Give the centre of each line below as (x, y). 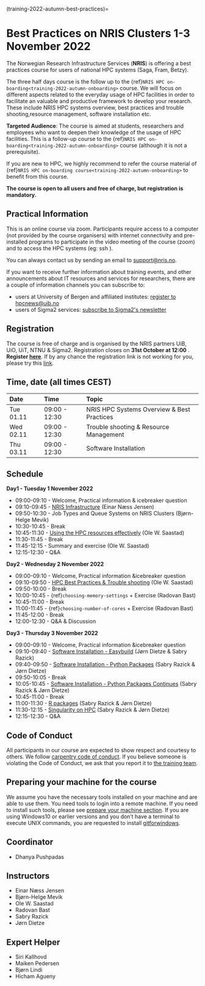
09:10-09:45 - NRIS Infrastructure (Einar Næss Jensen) (85, 507)
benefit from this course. (38, 176)
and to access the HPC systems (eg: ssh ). (60, 248)
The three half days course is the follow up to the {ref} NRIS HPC (85, 81)
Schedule (25, 474)
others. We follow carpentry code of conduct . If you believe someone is (96, 757)
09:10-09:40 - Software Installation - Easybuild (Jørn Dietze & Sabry (101, 652)
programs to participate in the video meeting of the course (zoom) (112, 242)
